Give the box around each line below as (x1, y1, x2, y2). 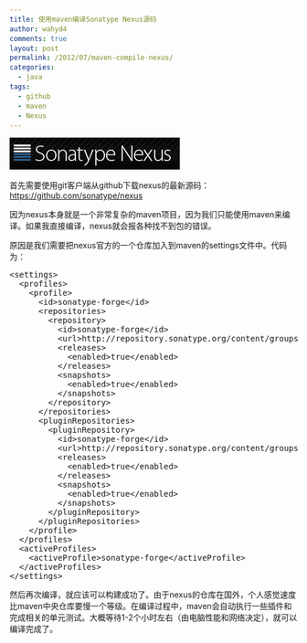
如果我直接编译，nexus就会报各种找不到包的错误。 (25, 220, 217, 232)
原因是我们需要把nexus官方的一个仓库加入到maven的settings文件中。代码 (9, 240, 288, 251)
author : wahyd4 (9, 24, 68, 34)
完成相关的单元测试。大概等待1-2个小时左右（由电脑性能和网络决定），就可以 (9, 612, 298, 623)
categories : (9, 63, 55, 72)
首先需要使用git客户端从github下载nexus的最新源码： (9, 180, 210, 191)
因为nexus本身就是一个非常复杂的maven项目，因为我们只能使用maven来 (9, 209, 283, 220)
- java (17, 73, 43, 82)
